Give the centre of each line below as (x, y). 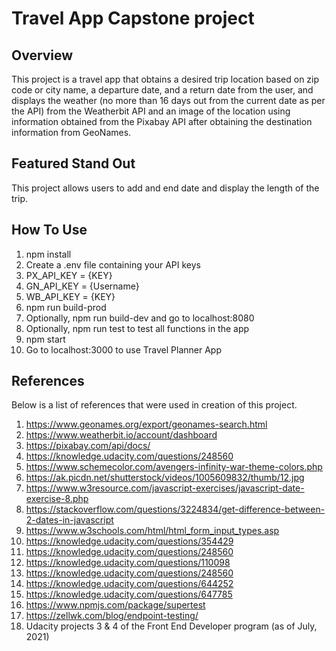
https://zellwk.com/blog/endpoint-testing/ (112, 616)
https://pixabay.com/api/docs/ (88, 446)
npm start (45, 339)
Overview (42, 55)
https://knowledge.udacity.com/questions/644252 (129, 584)
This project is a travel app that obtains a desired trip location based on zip (165, 79)
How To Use (49, 230)
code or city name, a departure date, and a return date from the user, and (162, 90)
